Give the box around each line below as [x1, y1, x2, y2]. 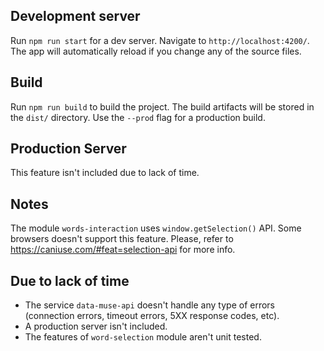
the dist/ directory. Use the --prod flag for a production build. [10, 111, 266, 123]
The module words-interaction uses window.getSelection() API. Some [10, 222, 302, 234]
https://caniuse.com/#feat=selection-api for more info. [10, 244, 236, 256]
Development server [10, 8, 141, 25]
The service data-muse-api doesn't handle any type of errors [24, 299, 275, 311]
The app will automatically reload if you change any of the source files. [10, 45, 302, 57]
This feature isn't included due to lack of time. [10, 167, 200, 179]
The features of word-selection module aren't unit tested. [24, 331, 262, 343]
